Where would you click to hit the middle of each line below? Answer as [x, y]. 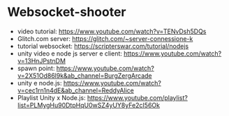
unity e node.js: [39, 83]
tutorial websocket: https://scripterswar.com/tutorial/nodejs [103, 46]
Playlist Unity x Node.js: [51, 97]
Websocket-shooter [67, 12]
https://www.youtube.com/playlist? [138, 97]
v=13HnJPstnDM [42, 60]
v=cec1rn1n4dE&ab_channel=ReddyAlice [75, 90]
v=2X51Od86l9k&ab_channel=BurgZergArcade [84, 75]
